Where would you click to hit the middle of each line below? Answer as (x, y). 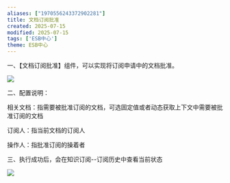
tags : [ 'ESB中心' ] (32, 39)
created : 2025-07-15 (37, 26)
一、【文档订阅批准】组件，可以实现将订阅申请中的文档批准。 (92, 65)
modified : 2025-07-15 (38, 32)
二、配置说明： (28, 93)
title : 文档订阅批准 (33, 20)
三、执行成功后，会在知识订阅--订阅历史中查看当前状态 (85, 159)
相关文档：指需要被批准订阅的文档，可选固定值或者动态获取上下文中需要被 (112, 107)
